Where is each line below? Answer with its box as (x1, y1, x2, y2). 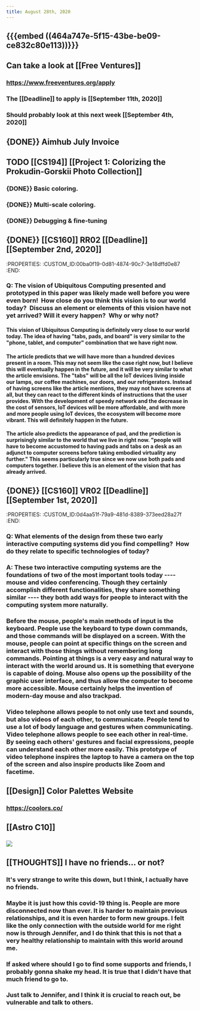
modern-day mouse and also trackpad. (6, 691, 122, 700)
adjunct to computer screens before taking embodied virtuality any (6, 449, 176, 456)
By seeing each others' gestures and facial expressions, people (6, 737, 194, 746)
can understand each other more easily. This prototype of (6, 745, 177, 753)
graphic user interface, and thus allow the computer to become (6, 676, 193, 685)
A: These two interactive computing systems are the (6, 563, 162, 571)
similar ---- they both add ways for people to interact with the (6, 593, 188, 601)
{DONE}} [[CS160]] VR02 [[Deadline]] (6, 486, 149, 496)
